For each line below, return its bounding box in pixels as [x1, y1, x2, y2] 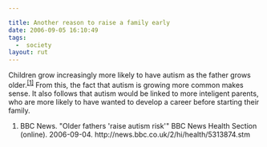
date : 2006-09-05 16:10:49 [8, 26, 99, 34]
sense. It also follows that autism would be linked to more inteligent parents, [8, 89, 259, 98]
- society [15, 41, 52, 49]
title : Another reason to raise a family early [8, 18, 171, 26]
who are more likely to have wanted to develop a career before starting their [8, 97, 260, 106]
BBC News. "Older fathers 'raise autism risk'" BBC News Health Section [19, 121, 257, 130]
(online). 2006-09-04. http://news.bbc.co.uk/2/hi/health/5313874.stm [19, 129, 251, 139]
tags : [8, 34, 26, 42]
